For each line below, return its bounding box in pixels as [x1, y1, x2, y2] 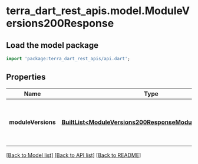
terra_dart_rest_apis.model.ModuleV [6, 4, 190, 18]
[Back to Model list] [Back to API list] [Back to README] [6, 152, 141, 159]
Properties [6, 72, 46, 82]
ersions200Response [6, 17, 114, 30]
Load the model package [6, 40, 99, 50]
